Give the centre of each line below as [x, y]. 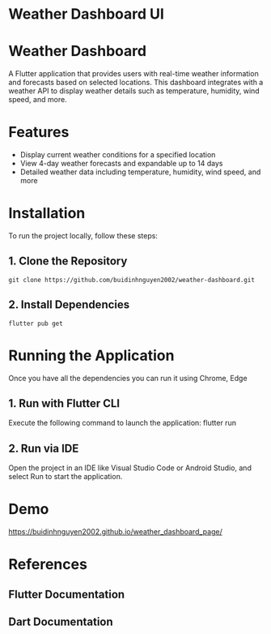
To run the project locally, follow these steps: [83, 236]
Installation [47, 214]
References [48, 565]
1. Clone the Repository [68, 261]
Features [39, 133]
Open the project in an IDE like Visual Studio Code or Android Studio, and [130, 468]
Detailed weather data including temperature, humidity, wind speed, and [140, 172]
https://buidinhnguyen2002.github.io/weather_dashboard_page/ [115, 532]
